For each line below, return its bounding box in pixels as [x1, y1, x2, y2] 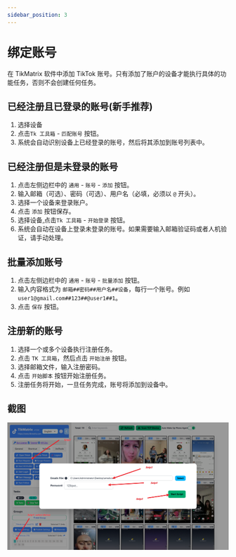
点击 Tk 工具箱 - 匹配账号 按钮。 [17, 129, 103, 138]
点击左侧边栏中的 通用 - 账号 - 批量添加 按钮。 [17, 276, 144, 284]
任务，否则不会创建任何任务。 [13, 78, 100, 87]
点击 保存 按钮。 [17, 302, 63, 311]
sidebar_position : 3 [7, 11, 68, 18]
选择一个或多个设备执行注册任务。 [17, 345, 117, 353]
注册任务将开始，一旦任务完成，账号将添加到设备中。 [17, 380, 172, 388]
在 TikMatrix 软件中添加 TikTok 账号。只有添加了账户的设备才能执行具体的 [7, 69, 221, 77]
